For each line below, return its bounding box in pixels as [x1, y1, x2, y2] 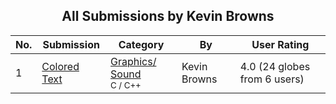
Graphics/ [110, 54, 157, 68]
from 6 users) [239, 72, 305, 86]
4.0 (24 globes [239, 59, 311, 73]
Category [118, 37, 165, 51]
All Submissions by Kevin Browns [61, 8, 275, 25]
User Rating [251, 37, 310, 51]
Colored [41, 59, 80, 73]
